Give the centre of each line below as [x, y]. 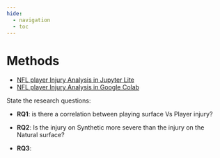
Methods [33, 61]
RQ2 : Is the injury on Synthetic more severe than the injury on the [110, 128]
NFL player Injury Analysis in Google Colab [78, 87]
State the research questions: [49, 100]
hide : [14, 14]
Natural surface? [40, 135]
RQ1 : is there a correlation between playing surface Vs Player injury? [115, 114]
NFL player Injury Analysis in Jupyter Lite [76, 80]
